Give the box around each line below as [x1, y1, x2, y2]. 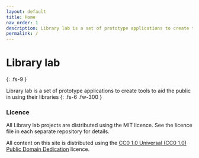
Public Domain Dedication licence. [6, 146, 90, 153]
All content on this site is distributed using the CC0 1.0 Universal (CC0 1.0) [6, 140, 187, 147]
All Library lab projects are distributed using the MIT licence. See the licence [6, 122, 192, 129]
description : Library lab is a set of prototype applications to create [6, 25, 190, 31]
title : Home [6, 14, 36, 20]
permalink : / [6, 31, 38, 37]
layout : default [6, 8, 46, 15]
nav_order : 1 [6, 20, 38, 25]
